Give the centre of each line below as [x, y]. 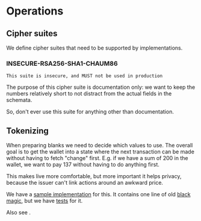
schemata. [19, 100]
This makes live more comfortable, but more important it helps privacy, [94, 176]
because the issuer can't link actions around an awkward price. [85, 183]
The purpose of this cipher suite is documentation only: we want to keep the [101, 87]
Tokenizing [28, 131]
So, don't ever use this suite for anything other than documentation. [90, 112]
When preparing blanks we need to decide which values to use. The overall [100, 146]
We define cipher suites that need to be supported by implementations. [94, 48]
